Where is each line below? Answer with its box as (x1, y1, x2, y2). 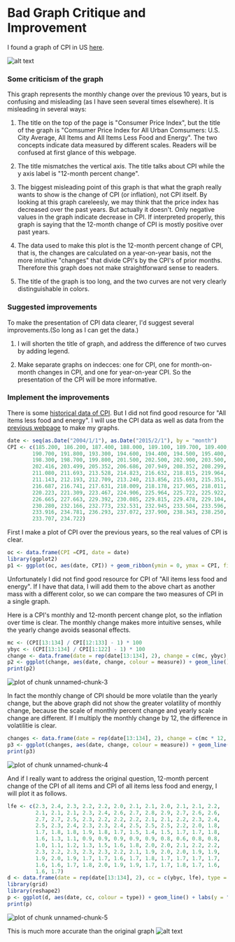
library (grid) (7, 881, 49, 888)
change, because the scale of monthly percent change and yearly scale (7, 706, 214, 715)
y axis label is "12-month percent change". (17, 170, 140, 178)
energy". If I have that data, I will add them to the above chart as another (7, 582, 215, 591)
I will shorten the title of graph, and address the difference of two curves (17, 339, 227, 348)
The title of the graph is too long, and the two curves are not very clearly (17, 277, 227, 285)
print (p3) (7, 748, 36, 755)
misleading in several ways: (7, 105, 87, 114)
